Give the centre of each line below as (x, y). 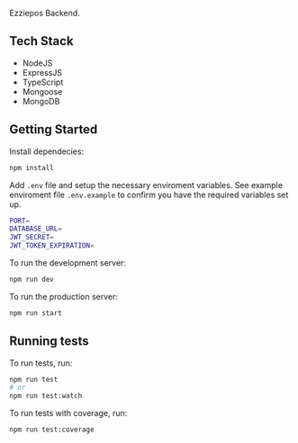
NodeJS (37, 63)
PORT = (19, 221)
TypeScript (43, 82)
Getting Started (54, 130)
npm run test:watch (46, 396)
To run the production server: (64, 296)
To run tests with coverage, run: (68, 413)
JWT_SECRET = (32, 238)
